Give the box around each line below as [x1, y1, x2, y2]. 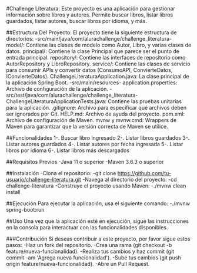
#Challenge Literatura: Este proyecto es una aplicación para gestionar [6, 5, 175, 12]
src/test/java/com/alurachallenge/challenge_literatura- [6, 91, 138, 98]
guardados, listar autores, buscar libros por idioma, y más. [6, 18, 147, 24]
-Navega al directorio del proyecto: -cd [82, 176, 178, 183]
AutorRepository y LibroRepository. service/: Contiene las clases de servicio [6, 60, 191, 67]
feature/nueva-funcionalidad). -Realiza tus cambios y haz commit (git [6, 248, 175, 255]
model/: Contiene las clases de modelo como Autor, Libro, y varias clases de [6, 41, 192, 48]
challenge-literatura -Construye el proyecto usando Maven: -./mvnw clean [6, 182, 186, 189]
